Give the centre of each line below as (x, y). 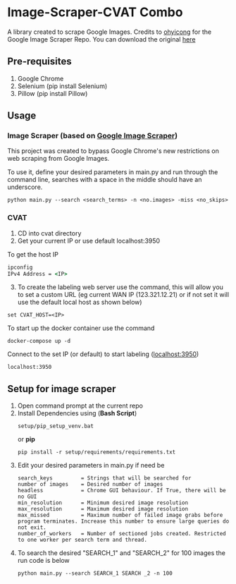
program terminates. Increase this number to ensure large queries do (123, 522)
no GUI (27, 497)
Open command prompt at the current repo (80, 406)
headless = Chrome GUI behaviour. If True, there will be (122, 491)
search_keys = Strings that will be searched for (104, 478)
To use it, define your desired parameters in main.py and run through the (113, 172)
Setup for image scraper (62, 389)
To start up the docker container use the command (81, 328)
